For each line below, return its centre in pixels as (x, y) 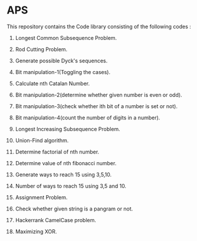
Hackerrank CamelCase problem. (56, 220)
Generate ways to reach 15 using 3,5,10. (63, 175)
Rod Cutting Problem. (41, 49)
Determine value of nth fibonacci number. (66, 163)
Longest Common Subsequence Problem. (66, 38)
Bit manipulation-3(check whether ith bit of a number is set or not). (96, 106)
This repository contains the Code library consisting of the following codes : (99, 26)
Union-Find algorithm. (42, 140)
